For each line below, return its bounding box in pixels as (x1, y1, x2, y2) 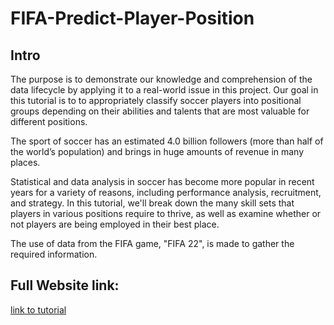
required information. (10, 248, 98, 260)
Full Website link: (10, 277, 120, 294)
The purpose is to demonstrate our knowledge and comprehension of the (10, 73, 313, 85)
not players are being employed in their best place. (10, 218, 220, 230)
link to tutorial (10, 303, 67, 316)
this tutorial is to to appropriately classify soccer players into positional (10, 95, 302, 106)
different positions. (10, 116, 88, 127)
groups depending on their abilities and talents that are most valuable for (10, 105, 310, 117)
